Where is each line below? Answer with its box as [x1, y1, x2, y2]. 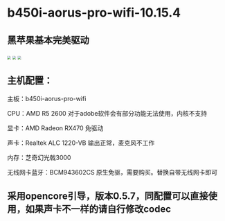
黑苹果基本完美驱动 [7, 34, 89, 46]
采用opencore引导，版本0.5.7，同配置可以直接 [7, 191, 209, 202]
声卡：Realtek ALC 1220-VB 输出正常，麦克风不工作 [7, 139, 155, 147]
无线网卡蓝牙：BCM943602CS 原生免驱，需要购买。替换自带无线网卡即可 [7, 168, 218, 176]
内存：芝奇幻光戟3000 [7, 153, 71, 161]
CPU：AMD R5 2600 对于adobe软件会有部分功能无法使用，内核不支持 [7, 109, 208, 117]
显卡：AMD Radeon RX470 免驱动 [7, 123, 104, 132]
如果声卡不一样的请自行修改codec [25, 203, 172, 215]
